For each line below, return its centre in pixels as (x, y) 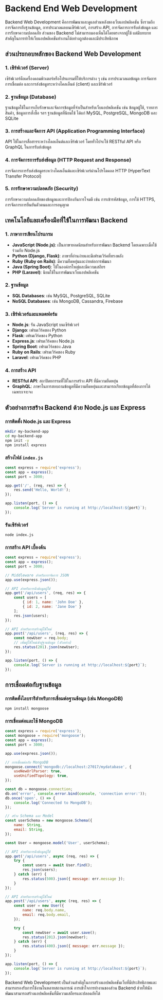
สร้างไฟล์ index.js (24, 457)
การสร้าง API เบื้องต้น (26, 547)
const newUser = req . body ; (41, 638)
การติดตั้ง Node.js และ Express (38, 421)
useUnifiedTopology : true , (41, 776)
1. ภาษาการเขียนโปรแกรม (29, 234)
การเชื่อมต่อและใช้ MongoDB (34, 721)
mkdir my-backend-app (27, 432)
